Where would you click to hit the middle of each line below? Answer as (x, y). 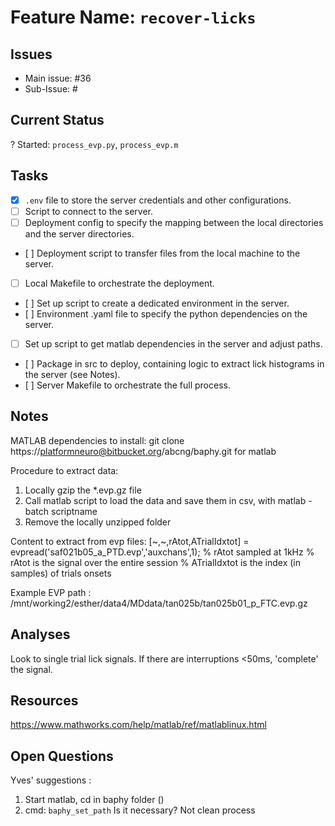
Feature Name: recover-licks (133, 17)
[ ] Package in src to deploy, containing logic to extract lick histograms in (174, 363)
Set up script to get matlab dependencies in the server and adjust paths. (173, 343)
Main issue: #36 (58, 78)
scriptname (74, 511)
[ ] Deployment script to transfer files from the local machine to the (162, 253)
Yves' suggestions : (51, 780)
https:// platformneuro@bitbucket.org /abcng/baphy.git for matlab (143, 451)
